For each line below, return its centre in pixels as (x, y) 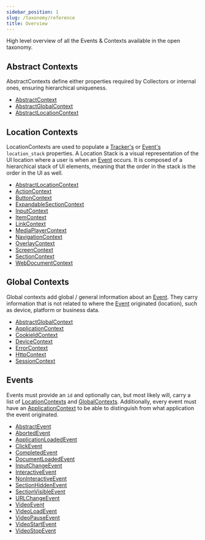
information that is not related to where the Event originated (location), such (102, 303)
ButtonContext (33, 198)
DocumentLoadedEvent (45, 459)
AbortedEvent (33, 433)
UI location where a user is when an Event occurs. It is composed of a (94, 160)
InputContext (32, 211)
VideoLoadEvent (36, 511)
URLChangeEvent (37, 498)
